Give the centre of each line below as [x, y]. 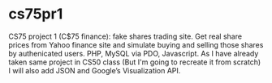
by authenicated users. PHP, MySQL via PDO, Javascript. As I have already [134, 53]
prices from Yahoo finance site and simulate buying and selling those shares [136, 44]
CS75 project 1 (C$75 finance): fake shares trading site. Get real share [125, 36]
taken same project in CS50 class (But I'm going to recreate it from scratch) [135, 62]
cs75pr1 [36, 14]
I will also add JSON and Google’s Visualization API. [95, 70]
